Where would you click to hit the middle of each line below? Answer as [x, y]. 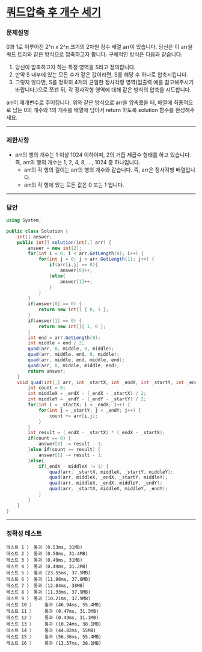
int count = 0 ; [47, 388]
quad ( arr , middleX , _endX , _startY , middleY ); [109, 477]
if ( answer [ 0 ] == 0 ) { [55, 304]
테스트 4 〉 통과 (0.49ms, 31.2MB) [47, 567]
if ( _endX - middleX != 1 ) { [74, 466]
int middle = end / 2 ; [56, 343]
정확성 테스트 [24, 533]
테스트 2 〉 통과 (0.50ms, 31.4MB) [47, 554]
